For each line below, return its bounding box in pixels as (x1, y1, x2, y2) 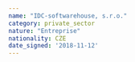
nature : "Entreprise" (8, 27, 81, 35)
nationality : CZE (8, 34, 67, 43)
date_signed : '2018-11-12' (8, 42, 99, 50)
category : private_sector (8, 19, 95, 27)
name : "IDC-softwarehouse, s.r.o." (8, 11, 128, 20)
